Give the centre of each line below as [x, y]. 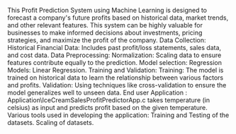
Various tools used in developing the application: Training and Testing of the [118, 115]
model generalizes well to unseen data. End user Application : [97, 92]
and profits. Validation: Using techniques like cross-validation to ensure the [117, 85]
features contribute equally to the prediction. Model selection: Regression [114, 62]
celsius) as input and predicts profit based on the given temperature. [107, 108]
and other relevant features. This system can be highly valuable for [105, 25]
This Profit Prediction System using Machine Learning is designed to [107, 10]
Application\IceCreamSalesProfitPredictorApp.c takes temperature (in [109, 100]
